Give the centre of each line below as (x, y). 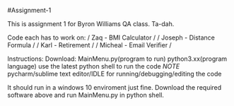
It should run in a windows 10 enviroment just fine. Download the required (115, 87)
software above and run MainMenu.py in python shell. (86, 95)
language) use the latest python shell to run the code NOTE (94, 66)
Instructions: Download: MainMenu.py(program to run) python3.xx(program (117, 59)
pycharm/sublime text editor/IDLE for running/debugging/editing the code (115, 74)
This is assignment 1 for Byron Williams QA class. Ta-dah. (91, 24)
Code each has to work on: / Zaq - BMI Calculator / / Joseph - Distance (111, 37)
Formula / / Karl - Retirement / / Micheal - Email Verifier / (89, 45)
